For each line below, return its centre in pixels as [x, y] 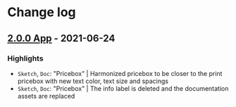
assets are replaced [46, 96]
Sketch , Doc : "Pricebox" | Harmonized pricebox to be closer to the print [120, 73]
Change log [42, 12]
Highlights [25, 58]
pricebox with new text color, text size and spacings [93, 81]
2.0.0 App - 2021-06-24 [61, 38]
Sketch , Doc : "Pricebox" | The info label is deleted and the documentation [123, 88]
